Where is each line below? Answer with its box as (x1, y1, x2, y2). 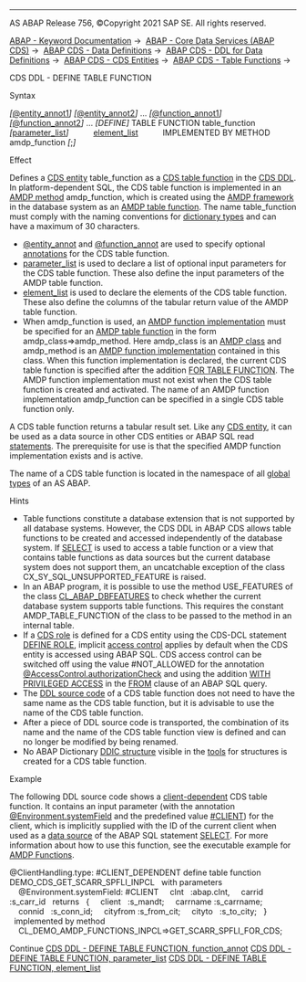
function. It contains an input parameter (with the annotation (9, 801, 235, 811)
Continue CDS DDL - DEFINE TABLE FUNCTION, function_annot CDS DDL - (9, 943, 291, 954)
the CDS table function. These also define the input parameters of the (22, 268, 285, 279)
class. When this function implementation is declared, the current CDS (22, 355, 287, 365)
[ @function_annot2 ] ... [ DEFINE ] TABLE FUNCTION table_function (9, 118, 256, 128)
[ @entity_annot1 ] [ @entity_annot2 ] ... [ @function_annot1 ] (9, 108, 222, 119)
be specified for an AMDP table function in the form (22, 326, 217, 336)
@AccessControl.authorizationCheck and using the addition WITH (22, 669, 271, 679)
